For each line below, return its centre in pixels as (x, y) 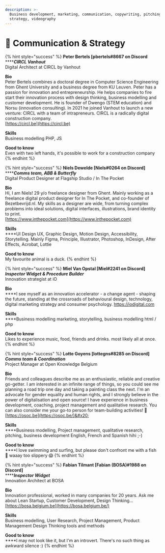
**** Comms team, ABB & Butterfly (41, 173)
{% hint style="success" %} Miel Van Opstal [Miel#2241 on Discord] (75, 269)
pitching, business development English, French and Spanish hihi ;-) (74, 436)
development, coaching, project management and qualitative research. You (81, 405)
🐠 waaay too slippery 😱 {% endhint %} (45, 456)
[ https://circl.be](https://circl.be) (38, 124)
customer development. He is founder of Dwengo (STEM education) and (78, 103)
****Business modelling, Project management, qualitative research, (74, 430)
